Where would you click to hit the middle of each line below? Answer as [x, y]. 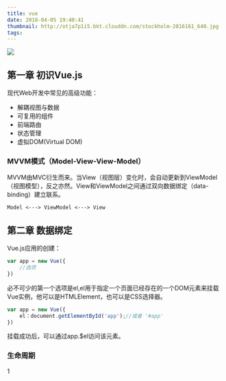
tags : [15, 33]
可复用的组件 [35, 116]
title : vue [23, 13]
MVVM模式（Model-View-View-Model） [76, 161]
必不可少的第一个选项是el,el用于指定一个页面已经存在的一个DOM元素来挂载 [113, 288]
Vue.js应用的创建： [34, 249]
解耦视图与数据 [38, 108]
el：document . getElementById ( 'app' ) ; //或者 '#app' [92, 316]
